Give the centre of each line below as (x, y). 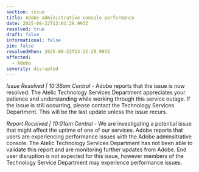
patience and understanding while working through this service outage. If (98, 99)
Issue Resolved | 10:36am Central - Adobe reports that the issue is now (96, 86)
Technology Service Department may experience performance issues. (94, 163)
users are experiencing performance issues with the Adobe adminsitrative (99, 137)
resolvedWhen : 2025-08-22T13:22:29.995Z (58, 52)
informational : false (34, 40)
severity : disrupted (33, 69)
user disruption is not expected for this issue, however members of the (95, 156)
